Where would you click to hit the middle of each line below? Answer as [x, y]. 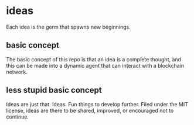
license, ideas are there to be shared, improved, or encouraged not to [90, 110]
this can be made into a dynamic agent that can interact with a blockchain [95, 65]
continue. [18, 117]
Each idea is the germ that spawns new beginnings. [68, 27]
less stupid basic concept [54, 90]
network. [17, 72]
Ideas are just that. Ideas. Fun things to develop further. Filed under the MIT [97, 104]
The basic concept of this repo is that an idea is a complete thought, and [94, 59]
